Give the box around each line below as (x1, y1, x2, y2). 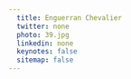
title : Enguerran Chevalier (16, 13, 123, 23)
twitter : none (16, 22, 70, 31)
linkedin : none (16, 38, 74, 48)
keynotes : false (16, 47, 78, 56)
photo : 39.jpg (16, 30, 70, 39)
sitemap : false (16, 55, 74, 64)
